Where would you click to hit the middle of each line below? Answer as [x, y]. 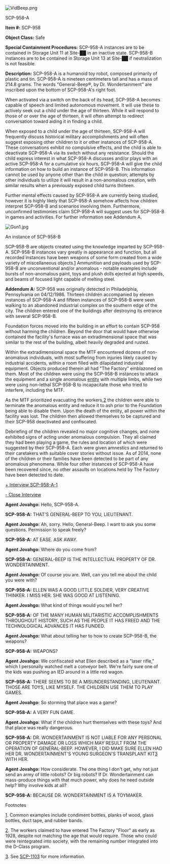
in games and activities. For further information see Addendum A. [74, 217]
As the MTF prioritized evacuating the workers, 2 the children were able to [82, 400]
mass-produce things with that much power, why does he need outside [80, 780]
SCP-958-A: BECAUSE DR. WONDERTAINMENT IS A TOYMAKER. [74, 795]
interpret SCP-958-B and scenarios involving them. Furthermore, [73, 206]
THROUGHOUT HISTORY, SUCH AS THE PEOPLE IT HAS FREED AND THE [83, 620]
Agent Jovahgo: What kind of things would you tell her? [64, 605]
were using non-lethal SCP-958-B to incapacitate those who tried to [76, 385]
